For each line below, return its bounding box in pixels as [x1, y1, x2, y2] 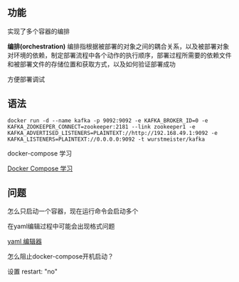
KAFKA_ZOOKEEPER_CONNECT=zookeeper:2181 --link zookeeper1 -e [7, 123, 196, 130]
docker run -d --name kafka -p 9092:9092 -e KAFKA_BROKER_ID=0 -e [7, 116, 208, 124]
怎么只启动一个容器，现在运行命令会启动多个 [7, 207, 139, 215]
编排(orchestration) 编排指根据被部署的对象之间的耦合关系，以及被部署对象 [7, 42, 230, 50]
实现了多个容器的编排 [7, 27, 70, 36]
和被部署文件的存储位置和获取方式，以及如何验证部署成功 [7, 60, 176, 68]
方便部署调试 [7, 75, 45, 83]
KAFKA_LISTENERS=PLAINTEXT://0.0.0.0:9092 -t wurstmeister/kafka [7, 136, 205, 143]
